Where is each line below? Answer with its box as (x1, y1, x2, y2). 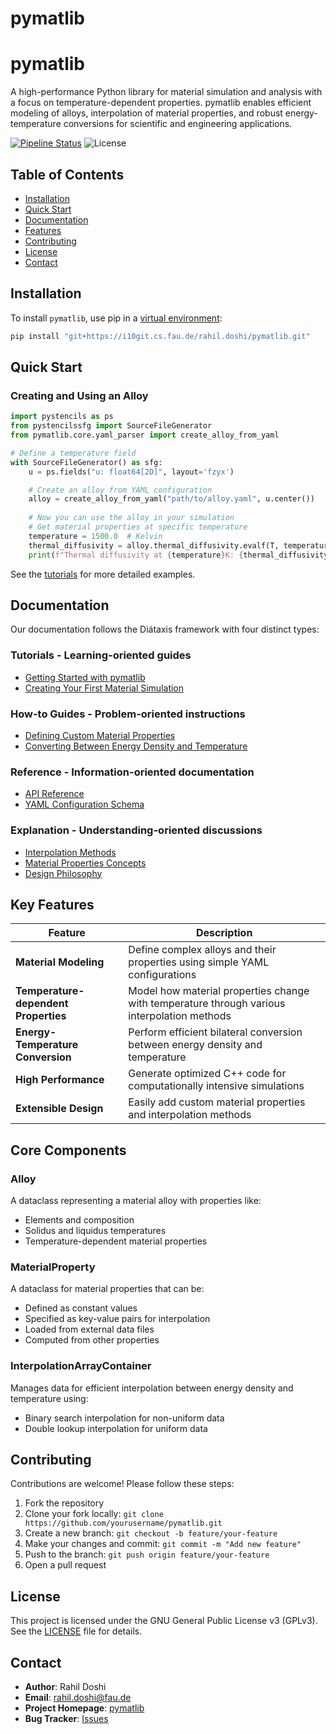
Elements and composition (24, 1214, 135, 1226)
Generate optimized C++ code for (128, 1067, 287, 1081)
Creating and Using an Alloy (10, 388, 149, 402)
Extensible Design (15, 1102, 104, 1116)
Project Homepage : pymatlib (24, 1702, 145, 1714)
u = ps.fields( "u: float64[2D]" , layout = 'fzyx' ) (28, 467, 235, 477)
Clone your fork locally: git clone (24, 1508, 164, 1520)
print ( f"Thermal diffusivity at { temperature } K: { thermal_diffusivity (28, 550, 329, 560)
